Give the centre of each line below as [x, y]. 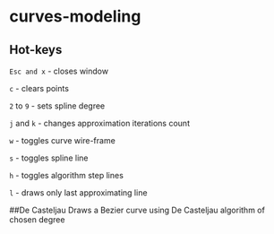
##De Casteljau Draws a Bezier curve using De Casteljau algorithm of [137, 210]
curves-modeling [75, 17]
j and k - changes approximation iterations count [100, 123]
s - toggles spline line [49, 158]
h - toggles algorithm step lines [66, 175]
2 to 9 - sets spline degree [57, 106]
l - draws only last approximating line [78, 193]
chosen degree [37, 220]
